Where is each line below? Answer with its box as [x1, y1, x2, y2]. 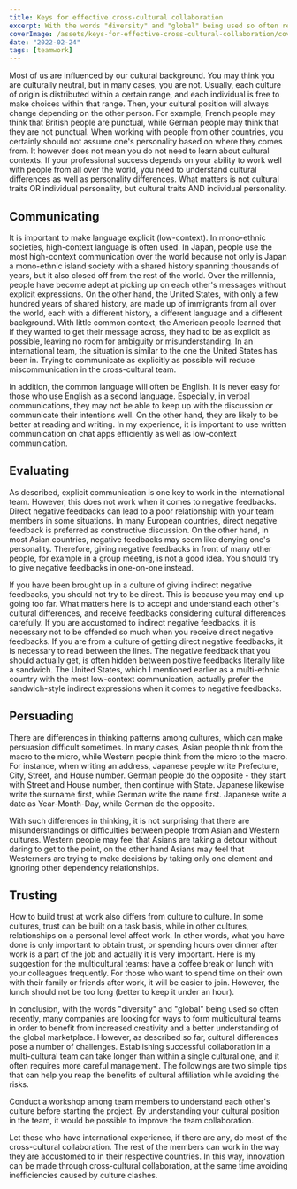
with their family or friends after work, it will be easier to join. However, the [9, 977, 280, 988]
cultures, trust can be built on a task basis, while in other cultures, [9, 921, 249, 931]
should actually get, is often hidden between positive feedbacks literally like [9, 655, 285, 665]
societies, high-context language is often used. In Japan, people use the [9, 241, 272, 253]
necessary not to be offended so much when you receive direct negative [9, 626, 274, 637]
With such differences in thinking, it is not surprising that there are [9, 815, 250, 826]
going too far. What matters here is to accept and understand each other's [9, 598, 280, 609]
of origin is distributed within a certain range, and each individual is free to [9, 89, 280, 100]
